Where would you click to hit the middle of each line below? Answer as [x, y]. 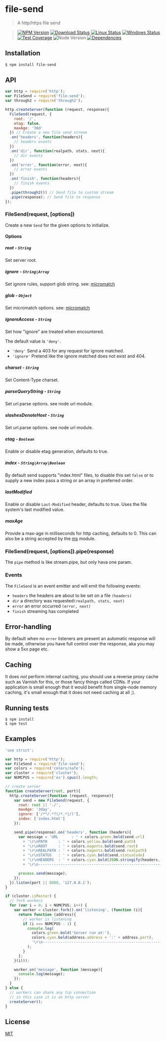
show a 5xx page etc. [27, 649]
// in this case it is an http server [50, 997]
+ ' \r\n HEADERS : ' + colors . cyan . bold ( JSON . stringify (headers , [92, 860]
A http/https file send [39, 23]
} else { [14, 988]
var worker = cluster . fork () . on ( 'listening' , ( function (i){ [78, 910]
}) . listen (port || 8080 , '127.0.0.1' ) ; [51, 883]
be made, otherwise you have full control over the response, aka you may [80, 644]
